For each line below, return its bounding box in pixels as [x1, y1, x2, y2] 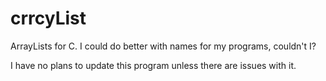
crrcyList [10, 7, 87, 30]
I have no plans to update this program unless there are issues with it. [10, 59, 297, 71]
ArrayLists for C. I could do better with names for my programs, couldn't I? [10, 40, 317, 52]
